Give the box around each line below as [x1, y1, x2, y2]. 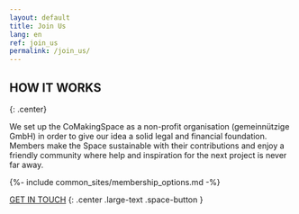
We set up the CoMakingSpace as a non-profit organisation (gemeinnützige [9, 120, 290, 131]
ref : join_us [9, 38, 59, 48]
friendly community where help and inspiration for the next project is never [9, 149, 287, 160]
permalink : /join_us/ [9, 47, 91, 56]
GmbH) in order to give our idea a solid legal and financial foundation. [9, 130, 267, 141]
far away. [9, 159, 44, 170]
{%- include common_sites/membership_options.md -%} [9, 176, 221, 187]
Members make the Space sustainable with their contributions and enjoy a [9, 140, 285, 151]
